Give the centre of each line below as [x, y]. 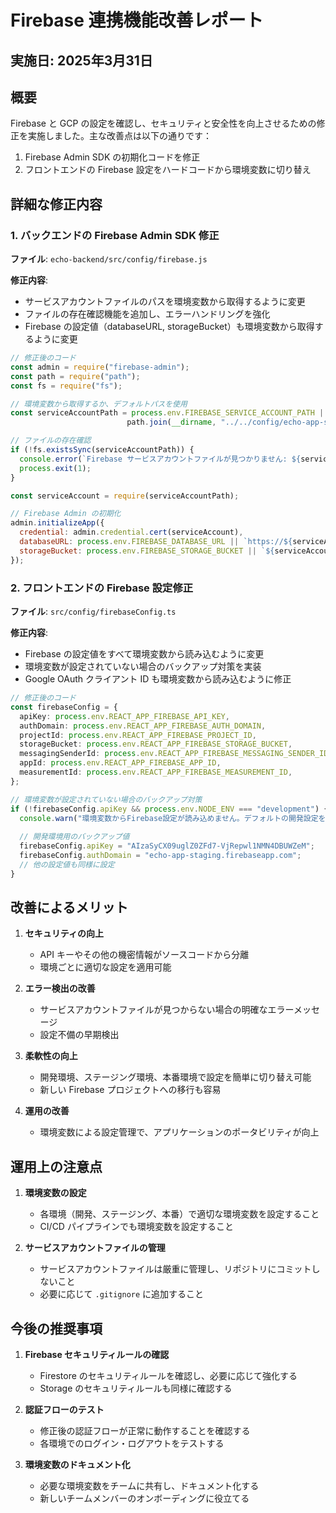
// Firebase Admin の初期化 [66, 514]
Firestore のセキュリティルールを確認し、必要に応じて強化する [168, 1376]
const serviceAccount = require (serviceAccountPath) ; [125, 496]
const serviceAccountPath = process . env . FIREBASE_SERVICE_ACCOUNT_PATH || [169, 413]
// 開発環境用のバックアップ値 [74, 837]
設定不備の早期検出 [79, 1035]
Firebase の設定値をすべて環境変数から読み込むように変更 [144, 654]
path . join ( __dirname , [171, 422]
